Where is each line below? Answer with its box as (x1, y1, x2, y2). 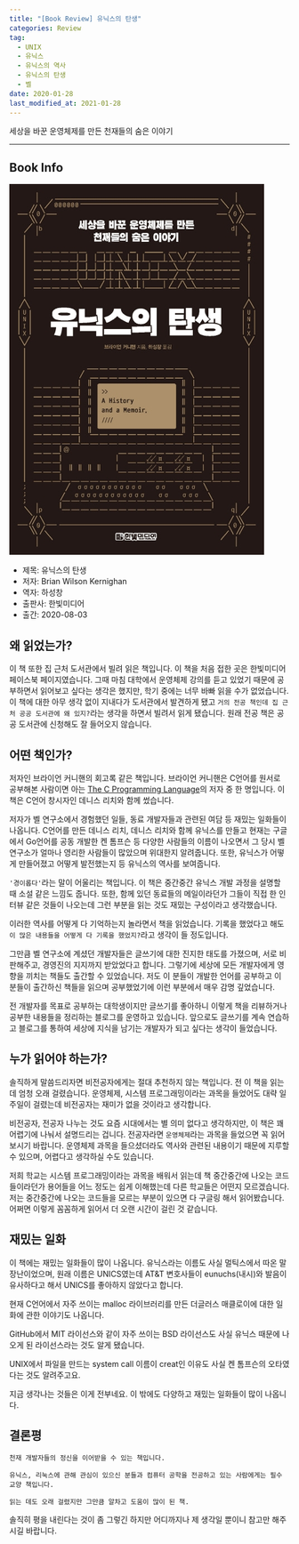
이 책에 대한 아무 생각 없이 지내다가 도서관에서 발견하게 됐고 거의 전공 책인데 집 (9, 696, 279, 707)
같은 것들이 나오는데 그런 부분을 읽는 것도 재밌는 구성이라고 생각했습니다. (25, 899, 278, 910)
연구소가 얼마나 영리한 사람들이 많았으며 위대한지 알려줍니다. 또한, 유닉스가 (9, 847, 269, 857)
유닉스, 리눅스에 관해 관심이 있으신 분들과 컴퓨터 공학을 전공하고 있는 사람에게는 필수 (9, 1471, 283, 1480)
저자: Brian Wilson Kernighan (21, 576, 127, 587)
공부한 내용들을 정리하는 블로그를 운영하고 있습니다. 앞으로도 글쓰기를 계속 (9, 1011, 266, 1022)
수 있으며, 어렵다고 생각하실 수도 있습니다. (9, 1151, 154, 1162)
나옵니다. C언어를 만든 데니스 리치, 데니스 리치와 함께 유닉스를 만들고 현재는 (9, 824, 271, 835)
